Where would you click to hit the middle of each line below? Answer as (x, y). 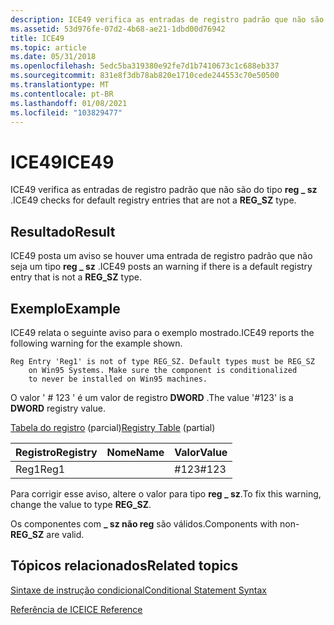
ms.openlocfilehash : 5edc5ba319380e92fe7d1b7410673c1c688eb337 (145, 66)
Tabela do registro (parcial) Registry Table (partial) (113, 427)
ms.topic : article (48, 47)
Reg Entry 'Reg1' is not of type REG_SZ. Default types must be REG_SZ (162, 361)
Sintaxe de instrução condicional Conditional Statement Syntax (138, 590)
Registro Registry (56, 452)
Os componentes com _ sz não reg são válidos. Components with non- (155, 523)
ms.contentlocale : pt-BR (62, 94)
